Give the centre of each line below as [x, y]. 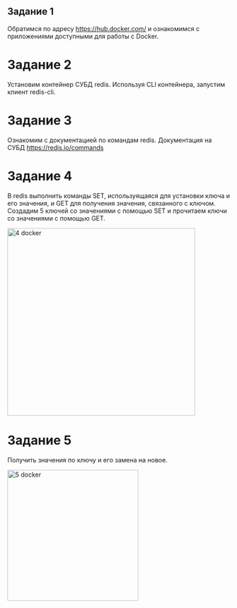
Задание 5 [40, 440]
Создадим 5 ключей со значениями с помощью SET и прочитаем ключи [117, 211]
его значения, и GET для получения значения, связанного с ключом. [111, 203]
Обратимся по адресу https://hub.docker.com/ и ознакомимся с [104, 28]
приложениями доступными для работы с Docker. [83, 36]
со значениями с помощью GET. [57, 218]
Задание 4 [40, 176]
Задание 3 [40, 120]
